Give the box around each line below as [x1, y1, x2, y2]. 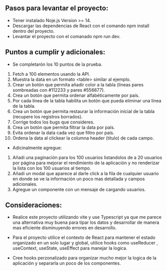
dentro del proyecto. [12, 28, 55, 34]
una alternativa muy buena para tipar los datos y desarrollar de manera [12, 219, 159, 225]
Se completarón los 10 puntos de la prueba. [12, 61, 103, 67]
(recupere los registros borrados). [12, 113, 83, 119]
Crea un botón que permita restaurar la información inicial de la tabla [12, 108, 155, 114]
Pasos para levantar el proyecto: [5, 4, 109, 13]
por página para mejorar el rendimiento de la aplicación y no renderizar [12, 160, 159, 166]
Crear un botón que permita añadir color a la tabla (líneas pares [12, 81, 144, 87]
